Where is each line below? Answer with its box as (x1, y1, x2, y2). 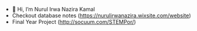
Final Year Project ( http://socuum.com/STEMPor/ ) (12, 18, 136, 25)
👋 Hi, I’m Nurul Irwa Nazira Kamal (12, 6, 95, 13)
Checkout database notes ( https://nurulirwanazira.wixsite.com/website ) (12, 12, 192, 19)
